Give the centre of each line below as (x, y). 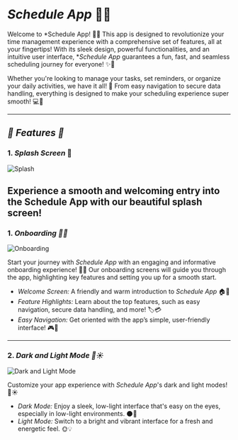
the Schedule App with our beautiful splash (105, 202)
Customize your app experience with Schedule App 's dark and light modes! (118, 385)
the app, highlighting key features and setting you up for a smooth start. (112, 277)
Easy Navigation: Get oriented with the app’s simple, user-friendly (114, 320)
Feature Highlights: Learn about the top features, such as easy (109, 302)
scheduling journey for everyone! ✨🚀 (61, 64)
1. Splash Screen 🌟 (40, 153)
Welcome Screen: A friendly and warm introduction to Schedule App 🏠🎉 (124, 292)
